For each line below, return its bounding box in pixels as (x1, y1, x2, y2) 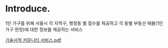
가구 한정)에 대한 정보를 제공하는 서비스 (5, 26, 83, 32)
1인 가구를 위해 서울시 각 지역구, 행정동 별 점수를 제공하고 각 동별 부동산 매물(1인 (5, 20, 163, 26)
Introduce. (5, 3, 51, 14)
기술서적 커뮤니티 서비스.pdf (5, 37, 61, 43)
